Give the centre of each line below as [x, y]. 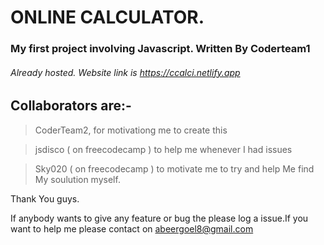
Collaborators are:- [71, 106]
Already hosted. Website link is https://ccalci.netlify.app [125, 72]
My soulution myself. [77, 179]
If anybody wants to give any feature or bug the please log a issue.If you [159, 218]
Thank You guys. [45, 198]
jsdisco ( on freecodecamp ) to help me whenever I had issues [163, 149]
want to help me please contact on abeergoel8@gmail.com [132, 228]
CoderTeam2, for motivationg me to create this [131, 130]
